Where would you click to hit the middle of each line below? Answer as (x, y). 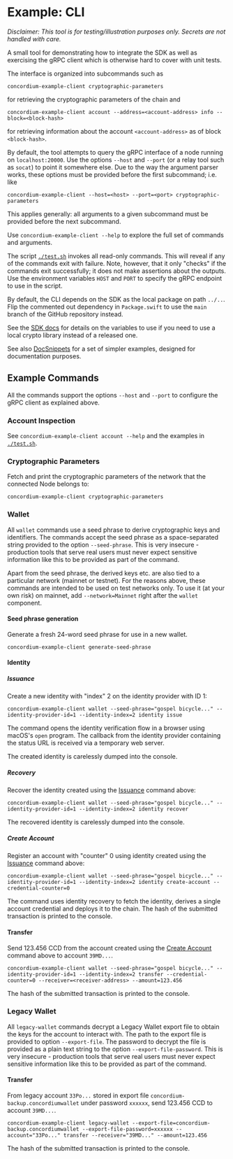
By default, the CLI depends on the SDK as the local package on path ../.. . (116, 299)
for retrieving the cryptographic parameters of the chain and (94, 99)
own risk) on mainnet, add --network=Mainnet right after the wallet (103, 595)
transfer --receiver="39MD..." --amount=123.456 (135, 1136)
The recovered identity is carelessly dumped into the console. (96, 822)
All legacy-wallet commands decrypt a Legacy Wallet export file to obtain (113, 1027)
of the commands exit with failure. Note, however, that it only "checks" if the (117, 263)
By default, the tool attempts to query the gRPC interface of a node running (115, 152)
